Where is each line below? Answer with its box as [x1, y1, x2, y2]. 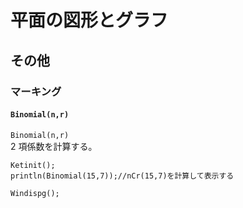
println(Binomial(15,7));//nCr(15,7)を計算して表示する [10, 171, 235, 181]
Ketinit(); [10, 160, 56, 170]
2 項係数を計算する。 [10, 140, 98, 152]
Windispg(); [10, 188, 60, 198]
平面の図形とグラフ [10, 9, 169, 32]
